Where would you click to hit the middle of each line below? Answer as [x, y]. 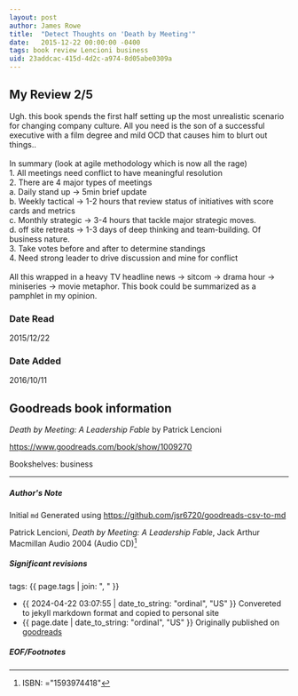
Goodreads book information [90, 408]
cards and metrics [42, 211]
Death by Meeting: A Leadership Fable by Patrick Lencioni [115, 430]
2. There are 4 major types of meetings [81, 182]
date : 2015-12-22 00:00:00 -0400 [75, 42]
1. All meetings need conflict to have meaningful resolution [116, 172]
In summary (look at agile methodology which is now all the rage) [128, 163]
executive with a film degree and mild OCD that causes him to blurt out [138, 135]
